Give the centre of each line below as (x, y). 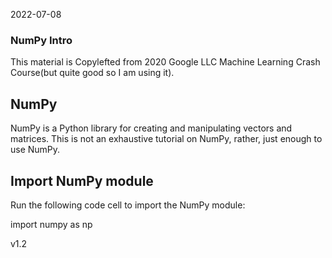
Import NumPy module (82, 180)
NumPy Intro (41, 40)
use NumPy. (35, 150)
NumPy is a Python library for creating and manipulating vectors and (151, 128)
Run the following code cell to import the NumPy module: (128, 205)
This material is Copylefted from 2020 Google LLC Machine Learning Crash (165, 62)
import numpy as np (51, 224)
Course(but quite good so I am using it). (92, 73)
